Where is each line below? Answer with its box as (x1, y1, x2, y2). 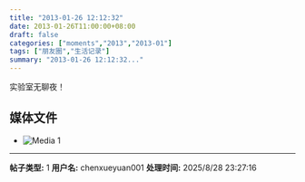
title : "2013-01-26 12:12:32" (9, 13, 124, 23)
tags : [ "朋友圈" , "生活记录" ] (9, 47, 111, 56)
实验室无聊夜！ (9, 81, 65, 91)
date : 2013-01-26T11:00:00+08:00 (9, 22, 136, 31)
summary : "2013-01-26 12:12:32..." (9, 55, 144, 64)
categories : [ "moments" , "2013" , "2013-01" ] (9, 38, 172, 48)
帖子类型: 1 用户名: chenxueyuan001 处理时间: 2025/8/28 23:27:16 (9, 162, 257, 173)
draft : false (9, 30, 59, 39)
